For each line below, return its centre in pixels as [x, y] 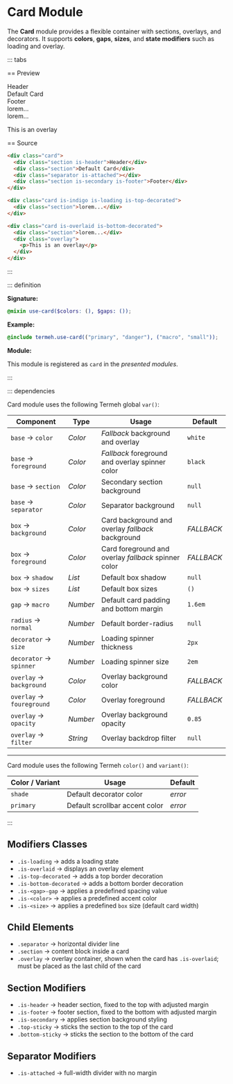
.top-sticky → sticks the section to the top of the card [95, 1027]
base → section [35, 486]
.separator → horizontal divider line [68, 944]
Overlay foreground [133, 700]
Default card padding [136, 600]
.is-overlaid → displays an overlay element [80, 869]
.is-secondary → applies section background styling [92, 1019]
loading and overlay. [36, 46]
